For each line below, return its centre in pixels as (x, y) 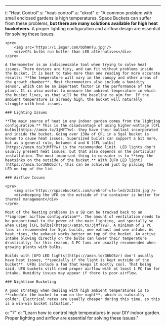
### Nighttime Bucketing (31, 282)
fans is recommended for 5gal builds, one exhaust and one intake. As (79, 230)
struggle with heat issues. (34, 104)
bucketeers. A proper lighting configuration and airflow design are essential (83, 29)
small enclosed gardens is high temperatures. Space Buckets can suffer (78, 18)
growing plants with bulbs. (34, 247)
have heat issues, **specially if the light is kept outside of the (77, 260)
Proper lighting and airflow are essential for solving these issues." (72, 318)
